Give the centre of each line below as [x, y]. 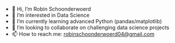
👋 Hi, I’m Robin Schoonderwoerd [51, 9]
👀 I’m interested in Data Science [51, 15]
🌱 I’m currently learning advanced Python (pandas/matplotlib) [87, 21]
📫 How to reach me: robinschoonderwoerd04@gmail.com [83, 34]
